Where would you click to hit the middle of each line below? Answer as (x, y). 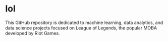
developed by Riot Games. (33, 33)
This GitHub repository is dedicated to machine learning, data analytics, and (84, 22)
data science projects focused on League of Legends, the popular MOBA (81, 27)
